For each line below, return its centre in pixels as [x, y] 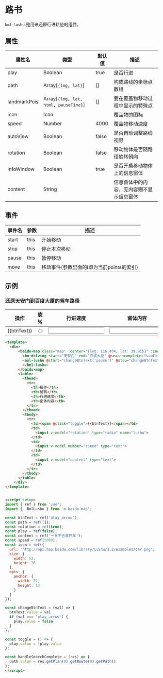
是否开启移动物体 [133, 166]
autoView [18, 136]
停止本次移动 [56, 249]
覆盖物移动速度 [131, 123]
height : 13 [29, 585]
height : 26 [25, 563]
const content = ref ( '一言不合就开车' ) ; [44, 536]
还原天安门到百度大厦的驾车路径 [42, 301]
